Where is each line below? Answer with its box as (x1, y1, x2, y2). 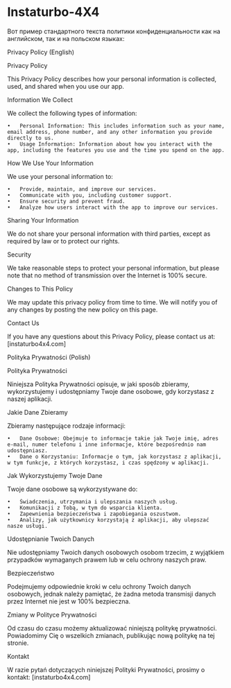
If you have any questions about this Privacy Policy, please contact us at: (7, 332, 216, 341)
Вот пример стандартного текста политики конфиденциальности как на (7, 27, 221, 35)
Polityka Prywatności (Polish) (7, 353, 91, 361)
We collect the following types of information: (7, 109, 137, 117)
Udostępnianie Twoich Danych (7, 535, 95, 543)
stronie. (7, 639, 29, 647)
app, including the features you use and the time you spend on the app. (7, 146, 225, 153)
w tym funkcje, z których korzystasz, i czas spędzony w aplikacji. (7, 459, 209, 466)
